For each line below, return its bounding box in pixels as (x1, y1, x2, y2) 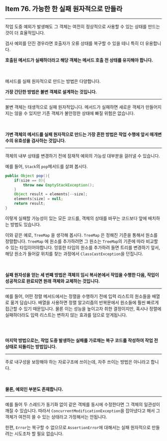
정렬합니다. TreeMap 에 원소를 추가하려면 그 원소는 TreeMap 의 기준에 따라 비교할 (5, 238, 158, 244)
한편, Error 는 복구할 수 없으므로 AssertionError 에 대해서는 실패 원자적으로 (5, 424, 151, 430)
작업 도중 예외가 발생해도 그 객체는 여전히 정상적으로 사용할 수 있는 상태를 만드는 (5, 23, 161, 29)
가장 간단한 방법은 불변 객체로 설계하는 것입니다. (5, 88, 97, 94)
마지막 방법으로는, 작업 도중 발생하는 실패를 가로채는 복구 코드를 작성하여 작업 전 (5, 337, 158, 343)
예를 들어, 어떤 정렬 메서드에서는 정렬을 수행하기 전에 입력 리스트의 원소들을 (5, 293, 151, 299)
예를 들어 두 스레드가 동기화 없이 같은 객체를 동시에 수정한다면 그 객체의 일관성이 (5, 401, 161, 407)
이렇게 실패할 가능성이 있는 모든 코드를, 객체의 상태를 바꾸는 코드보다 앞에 (5, 215, 147, 221)
